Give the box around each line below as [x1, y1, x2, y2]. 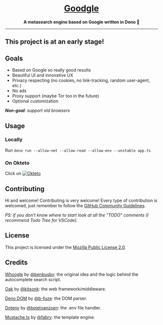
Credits [5, 258, 28, 267]
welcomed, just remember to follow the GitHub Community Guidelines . [5, 202, 146, 208]
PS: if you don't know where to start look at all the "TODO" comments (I [5, 212, 149, 218]
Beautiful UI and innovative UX [12, 72, 74, 78]
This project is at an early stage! [5, 37, 104, 46]
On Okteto [5, 159, 30, 166]
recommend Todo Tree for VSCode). [5, 217, 78, 223]
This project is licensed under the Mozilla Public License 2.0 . [5, 244, 126, 250]
